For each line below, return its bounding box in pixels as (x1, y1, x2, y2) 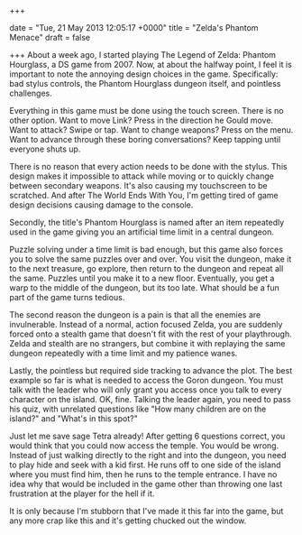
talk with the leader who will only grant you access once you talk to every (9, 384, 282, 395)
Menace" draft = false (9, 32, 91, 42)
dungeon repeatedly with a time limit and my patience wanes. (9, 348, 238, 358)
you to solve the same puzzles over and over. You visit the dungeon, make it (9, 254, 292, 264)
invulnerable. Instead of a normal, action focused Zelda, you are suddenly (9, 319, 283, 329)
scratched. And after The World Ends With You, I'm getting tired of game (9, 190, 279, 200)
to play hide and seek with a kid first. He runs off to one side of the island (9, 459, 281, 470)
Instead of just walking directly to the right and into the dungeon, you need (9, 450, 287, 460)
